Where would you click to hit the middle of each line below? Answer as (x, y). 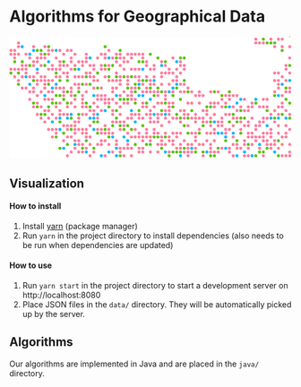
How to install (35, 206)
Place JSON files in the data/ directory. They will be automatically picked (157, 305)
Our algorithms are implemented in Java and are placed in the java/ (134, 364)
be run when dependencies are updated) (98, 245)
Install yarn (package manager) (80, 226)
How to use (30, 265)
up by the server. (53, 314)
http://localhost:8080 (61, 295)
